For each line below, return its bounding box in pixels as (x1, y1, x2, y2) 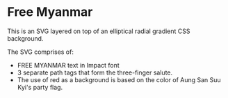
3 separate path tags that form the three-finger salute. (17, 68, 173, 77)
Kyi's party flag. (17, 83, 63, 91)
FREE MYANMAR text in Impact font (17, 61, 120, 69)
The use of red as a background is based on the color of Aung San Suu (17, 75, 221, 84)
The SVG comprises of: (7, 48, 74, 56)
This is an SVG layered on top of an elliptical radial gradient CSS (7, 27, 190, 35)
